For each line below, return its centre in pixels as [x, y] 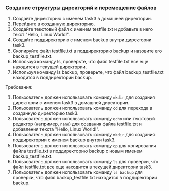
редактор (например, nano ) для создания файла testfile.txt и [77, 124]
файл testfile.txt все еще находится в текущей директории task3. [82, 167]
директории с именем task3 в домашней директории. [71, 103]
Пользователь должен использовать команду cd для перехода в [82, 108]
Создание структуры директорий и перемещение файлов [81, 8]
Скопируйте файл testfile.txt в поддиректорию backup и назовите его [87, 51]
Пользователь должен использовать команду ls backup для [77, 172]
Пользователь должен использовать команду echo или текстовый [84, 119]
